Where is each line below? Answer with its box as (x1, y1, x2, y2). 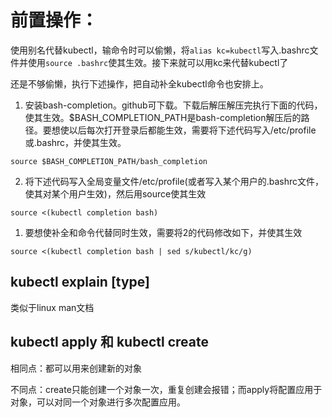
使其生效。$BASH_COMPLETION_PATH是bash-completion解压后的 (24, 111, 302, 123)
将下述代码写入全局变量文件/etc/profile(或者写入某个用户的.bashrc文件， (24, 175, 325, 187)
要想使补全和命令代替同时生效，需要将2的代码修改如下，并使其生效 (24, 226, 303, 238)
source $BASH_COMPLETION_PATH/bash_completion (10, 156, 208, 166)
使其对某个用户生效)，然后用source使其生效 (24, 187, 207, 200)
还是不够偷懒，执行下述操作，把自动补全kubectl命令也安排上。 (10, 77, 269, 90)
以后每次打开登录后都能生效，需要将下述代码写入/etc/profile (68, 124, 317, 136)
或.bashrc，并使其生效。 (24, 136, 127, 148)
